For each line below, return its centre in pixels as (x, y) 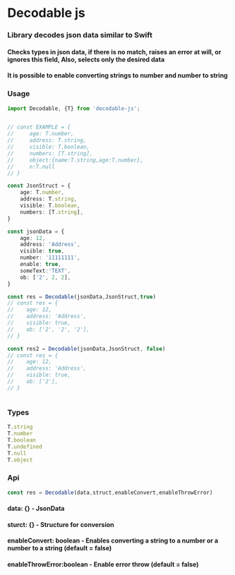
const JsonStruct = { (39, 186)
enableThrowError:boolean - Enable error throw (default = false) (103, 564)
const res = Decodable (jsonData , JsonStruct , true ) (82, 297)
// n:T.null (31, 167)
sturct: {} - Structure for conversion (61, 524)
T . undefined (25, 447)
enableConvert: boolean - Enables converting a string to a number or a (113, 540)
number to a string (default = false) (60, 548)
